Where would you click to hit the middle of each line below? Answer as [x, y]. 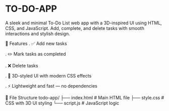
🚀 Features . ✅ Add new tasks [36, 43]
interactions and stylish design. [38, 33]
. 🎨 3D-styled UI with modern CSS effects [48, 76]
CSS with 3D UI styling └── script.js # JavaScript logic [62, 103]
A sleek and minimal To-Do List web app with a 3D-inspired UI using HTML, [84, 23]
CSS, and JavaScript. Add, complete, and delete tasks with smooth [75, 28]
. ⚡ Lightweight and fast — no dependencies [51, 86]
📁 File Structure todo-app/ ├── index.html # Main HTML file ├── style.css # [85, 97]
